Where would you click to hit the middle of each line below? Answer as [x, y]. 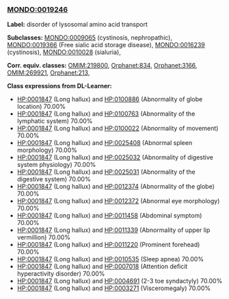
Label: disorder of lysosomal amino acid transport [78, 25]
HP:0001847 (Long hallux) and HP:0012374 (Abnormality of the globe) [116, 187]
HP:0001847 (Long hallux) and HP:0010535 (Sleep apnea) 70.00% [110, 259]
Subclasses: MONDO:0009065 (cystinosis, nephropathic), [90, 38]
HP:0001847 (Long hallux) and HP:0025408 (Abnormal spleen [105, 143]
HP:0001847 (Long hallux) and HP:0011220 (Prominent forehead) [108, 245]
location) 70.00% [41, 107]
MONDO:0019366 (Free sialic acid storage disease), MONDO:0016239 [106, 45]
